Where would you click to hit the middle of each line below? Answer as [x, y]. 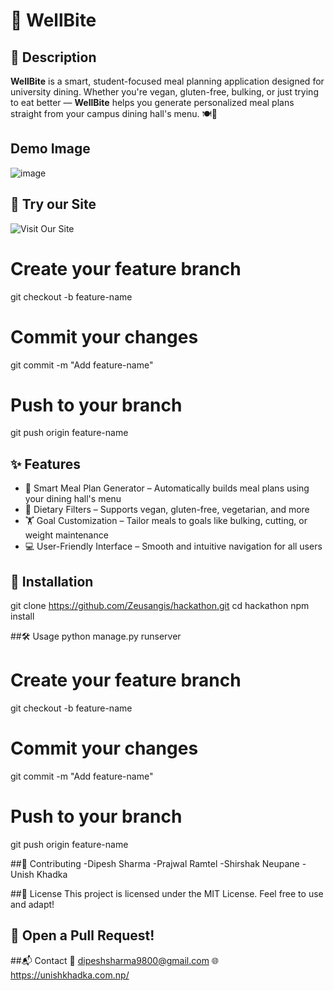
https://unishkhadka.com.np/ [70, 975]
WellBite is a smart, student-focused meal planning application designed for [167, 81]
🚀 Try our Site [53, 204]
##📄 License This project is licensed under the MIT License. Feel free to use [167, 893]
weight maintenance [66, 535]
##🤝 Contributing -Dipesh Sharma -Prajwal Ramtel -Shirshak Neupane [155, 863]
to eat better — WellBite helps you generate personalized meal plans [152, 102]
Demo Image [50, 149]
